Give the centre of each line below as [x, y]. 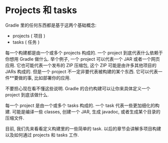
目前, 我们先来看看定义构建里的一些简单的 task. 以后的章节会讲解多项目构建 [83, 128]
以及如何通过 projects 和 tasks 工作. [42, 135]
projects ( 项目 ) [29, 36]
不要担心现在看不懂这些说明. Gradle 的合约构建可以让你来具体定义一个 [78, 88]
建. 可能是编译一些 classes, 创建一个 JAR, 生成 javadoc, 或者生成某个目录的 [83, 111]
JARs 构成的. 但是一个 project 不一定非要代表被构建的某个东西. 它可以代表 [82, 71]
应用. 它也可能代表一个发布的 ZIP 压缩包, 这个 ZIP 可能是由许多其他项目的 [81, 65]
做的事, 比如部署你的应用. [45, 78]
